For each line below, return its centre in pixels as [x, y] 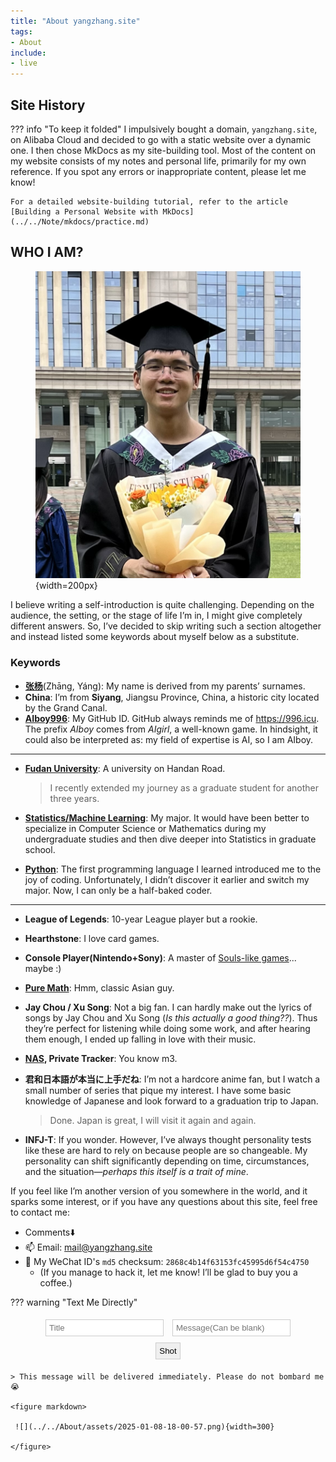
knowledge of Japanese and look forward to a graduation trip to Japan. [171, 1101]
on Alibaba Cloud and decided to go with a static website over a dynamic [161, 139]
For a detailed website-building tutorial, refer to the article [149, 201]
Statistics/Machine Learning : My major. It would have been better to [167, 817]
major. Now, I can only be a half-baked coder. [118, 890]
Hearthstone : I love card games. [92, 938]
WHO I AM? [47, 252]
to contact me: [40, 1212]
